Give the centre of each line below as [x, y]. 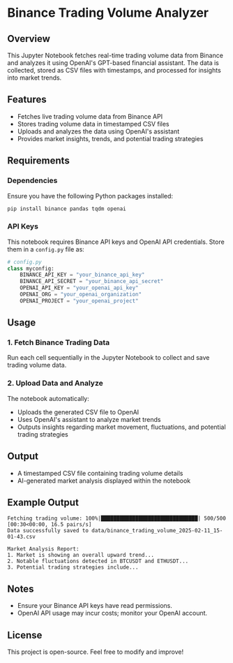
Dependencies [32, 181]
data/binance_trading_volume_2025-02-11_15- [157, 531]
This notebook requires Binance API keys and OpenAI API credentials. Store [116, 242]
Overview [29, 39]
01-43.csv [22, 537]
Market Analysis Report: [43, 549]
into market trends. [35, 78]
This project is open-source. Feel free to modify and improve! [95, 652]
